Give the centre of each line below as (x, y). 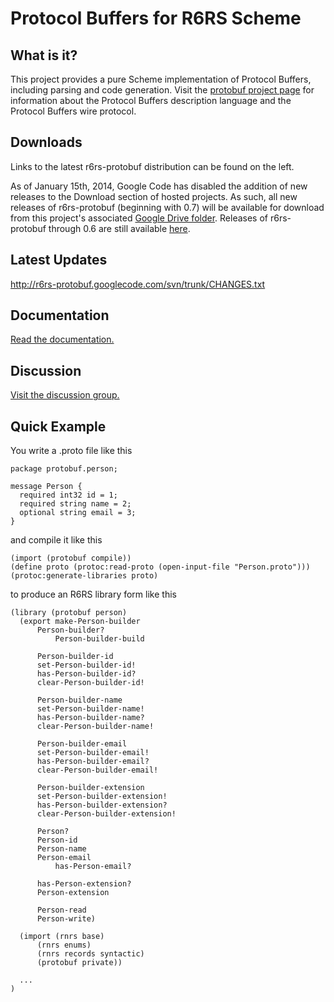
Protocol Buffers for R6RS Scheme (156, 18)
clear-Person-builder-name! (95, 727)
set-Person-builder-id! (86, 665)
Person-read (61, 910)
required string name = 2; (75, 504)
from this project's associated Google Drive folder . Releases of (139, 218)
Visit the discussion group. (65, 395)
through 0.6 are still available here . (119, 228)
